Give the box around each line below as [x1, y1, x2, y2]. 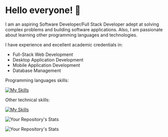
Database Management [12, 67, 61, 74]
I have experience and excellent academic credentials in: [5, 41, 123, 47]
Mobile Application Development [12, 62, 80, 68]
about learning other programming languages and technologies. [5, 32, 138, 38]
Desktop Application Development [12, 56, 84, 62]
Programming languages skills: [5, 77, 69, 83]
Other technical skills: [5, 97, 50, 103]
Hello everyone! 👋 [5, 5, 81, 16]
